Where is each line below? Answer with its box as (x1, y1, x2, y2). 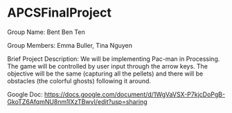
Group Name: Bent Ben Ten (7, 28, 85, 36)
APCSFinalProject (7, 5, 112, 21)
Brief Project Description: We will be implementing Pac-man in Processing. (7, 54, 220, 63)
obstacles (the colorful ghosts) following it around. (7, 76, 151, 85)
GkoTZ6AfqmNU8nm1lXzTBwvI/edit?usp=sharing (7, 97, 148, 105)
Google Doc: (7, 90, 43, 98)
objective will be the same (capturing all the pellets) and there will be (7, 69, 204, 78)
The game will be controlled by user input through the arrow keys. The (7, 62, 208, 70)
